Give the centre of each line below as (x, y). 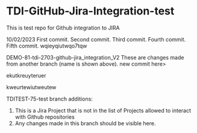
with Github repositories (45, 117)
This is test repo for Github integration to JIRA (63, 28)
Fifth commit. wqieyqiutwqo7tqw (47, 46)
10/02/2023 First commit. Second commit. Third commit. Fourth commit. (96, 39)
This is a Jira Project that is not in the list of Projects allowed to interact (103, 110)
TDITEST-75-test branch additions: (50, 99)
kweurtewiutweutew (31, 87)
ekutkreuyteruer (26, 75)
